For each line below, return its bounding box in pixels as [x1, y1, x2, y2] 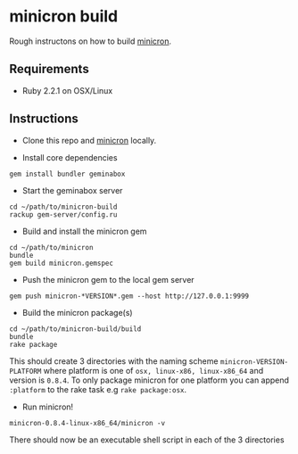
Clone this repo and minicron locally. [21, 135, 157, 145]
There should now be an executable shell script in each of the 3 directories [9, 434, 285, 445]
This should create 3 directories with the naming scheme [9, 355, 219, 367]
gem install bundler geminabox [9, 169, 126, 178]
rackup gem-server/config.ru [9, 210, 118, 219]
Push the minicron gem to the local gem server [21, 274, 195, 285]
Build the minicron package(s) [21, 307, 133, 318]
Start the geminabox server [21, 185, 123, 195]
